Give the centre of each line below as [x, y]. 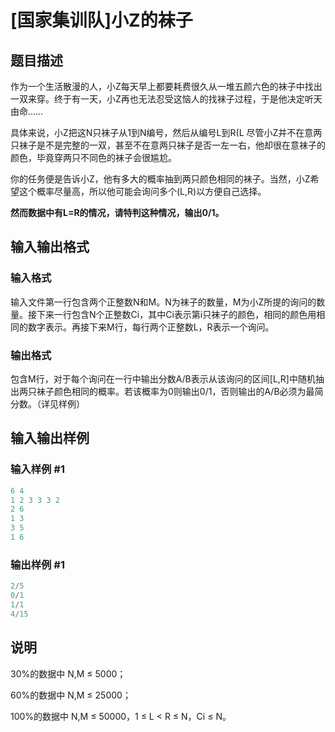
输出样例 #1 [37, 564]
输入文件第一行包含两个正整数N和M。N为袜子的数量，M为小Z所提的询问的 [163, 302]
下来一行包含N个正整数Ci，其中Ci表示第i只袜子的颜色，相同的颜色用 [176, 314]
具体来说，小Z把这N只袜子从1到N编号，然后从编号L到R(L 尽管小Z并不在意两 [166, 132]
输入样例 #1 [37, 469]
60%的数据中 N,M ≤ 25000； [71, 695]
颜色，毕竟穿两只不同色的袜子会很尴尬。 [93, 157]
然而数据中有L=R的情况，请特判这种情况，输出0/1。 [117, 212]
